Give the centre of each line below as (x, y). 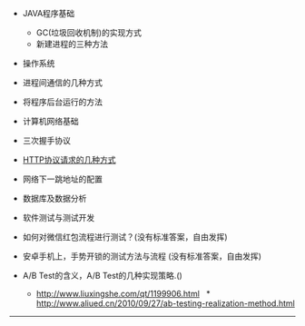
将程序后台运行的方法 (62, 102)
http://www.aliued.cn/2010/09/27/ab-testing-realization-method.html (165, 303)
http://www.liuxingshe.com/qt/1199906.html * (123, 294)
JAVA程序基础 (49, 13)
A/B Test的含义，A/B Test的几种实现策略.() (103, 276)
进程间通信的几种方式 (62, 83)
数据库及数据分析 (54, 198)
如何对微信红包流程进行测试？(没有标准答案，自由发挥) (125, 237)
